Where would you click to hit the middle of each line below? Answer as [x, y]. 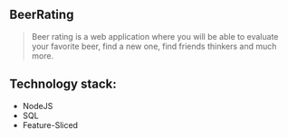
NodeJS [38, 106]
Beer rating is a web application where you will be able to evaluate [155, 36]
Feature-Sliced [50, 124]
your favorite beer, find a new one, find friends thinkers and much [154, 46]
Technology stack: [63, 84]
